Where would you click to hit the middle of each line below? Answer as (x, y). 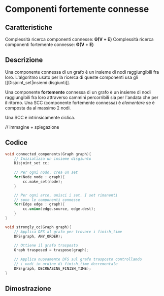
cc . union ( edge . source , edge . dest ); (59, 209)
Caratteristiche (29, 27)
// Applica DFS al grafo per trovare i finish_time (68, 232)
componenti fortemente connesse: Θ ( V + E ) (49, 45)
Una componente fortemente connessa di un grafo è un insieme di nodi (78, 92)
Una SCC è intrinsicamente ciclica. (40, 117)
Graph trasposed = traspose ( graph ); (52, 250)
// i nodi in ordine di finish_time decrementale (66, 264)
